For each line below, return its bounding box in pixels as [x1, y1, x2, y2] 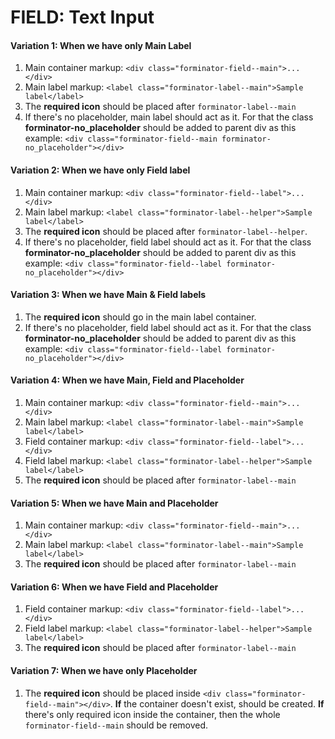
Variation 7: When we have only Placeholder [10, 665, 198, 676]
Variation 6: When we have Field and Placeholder [10, 581, 219, 593]
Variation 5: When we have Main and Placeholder [10, 497, 219, 509]
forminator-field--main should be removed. [24, 719, 209, 731]
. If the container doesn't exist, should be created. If [109, 697, 325, 710]
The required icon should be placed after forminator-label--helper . [24, 225, 308, 237]
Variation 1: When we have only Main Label [10, 39, 192, 51]
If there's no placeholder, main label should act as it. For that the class [24, 111, 314, 123]
